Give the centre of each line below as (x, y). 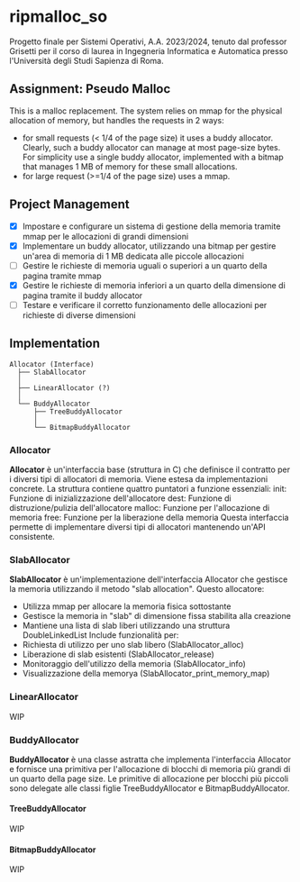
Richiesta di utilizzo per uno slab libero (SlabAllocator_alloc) (133, 645)
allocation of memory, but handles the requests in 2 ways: (117, 120)
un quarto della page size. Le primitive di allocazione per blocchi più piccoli (149, 778)
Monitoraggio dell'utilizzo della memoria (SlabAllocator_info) (134, 664)
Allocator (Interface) (52, 364)
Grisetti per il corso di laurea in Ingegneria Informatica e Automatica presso (149, 50)
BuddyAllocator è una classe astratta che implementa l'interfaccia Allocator (150, 759)
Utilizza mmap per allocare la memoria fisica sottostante (127, 606)
